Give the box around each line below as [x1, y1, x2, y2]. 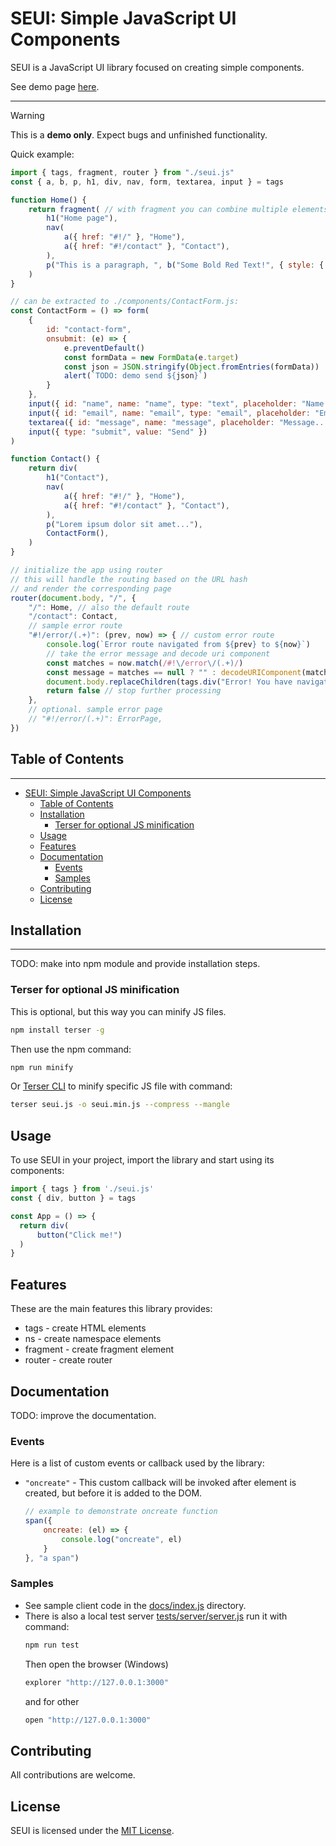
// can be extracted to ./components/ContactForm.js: [10, 297, 240, 307]
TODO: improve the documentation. [10, 1409, 157, 1421]
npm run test [24, 1640, 80, 1650]
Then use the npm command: [10, 1043, 132, 1055]
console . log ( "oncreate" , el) [61, 1534, 183, 1544]
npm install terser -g [10, 1025, 105, 1035]
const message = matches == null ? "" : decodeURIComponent [46, 667, 302, 677]
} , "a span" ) [24, 1553, 80, 1563]
